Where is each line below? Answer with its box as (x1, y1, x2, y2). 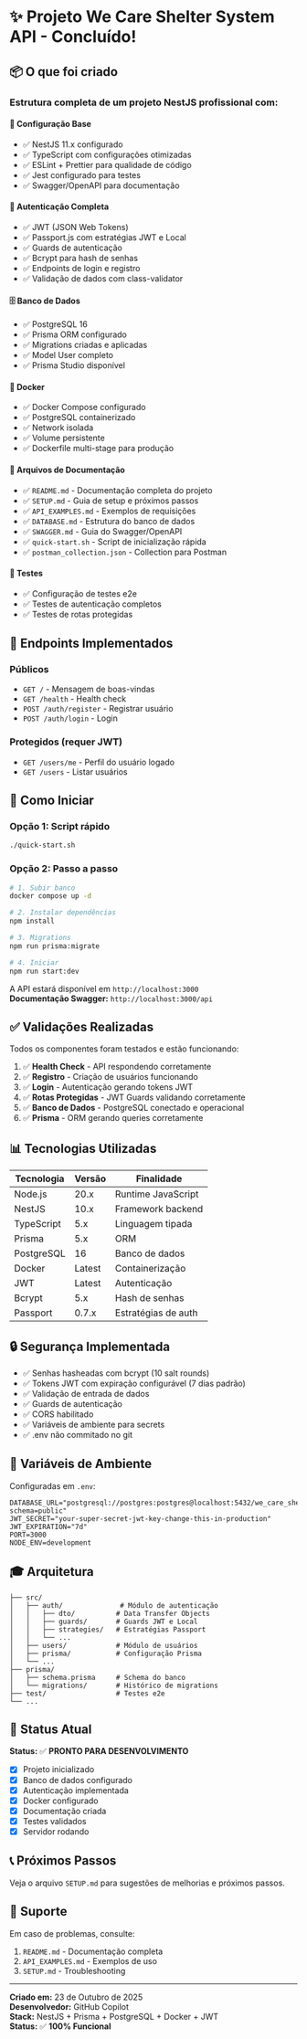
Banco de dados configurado (22, 1774, 133, 1785)
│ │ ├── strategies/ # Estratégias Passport (9, 1624, 206, 1634)
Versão (74, 1172, 107, 1185)
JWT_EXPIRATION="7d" (9, 1522, 89, 1531)
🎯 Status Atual (9, 1722, 92, 1738)
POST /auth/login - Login (22, 713, 119, 724)
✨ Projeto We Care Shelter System (9, 6, 275, 27)
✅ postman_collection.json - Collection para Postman (22, 546, 227, 557)
